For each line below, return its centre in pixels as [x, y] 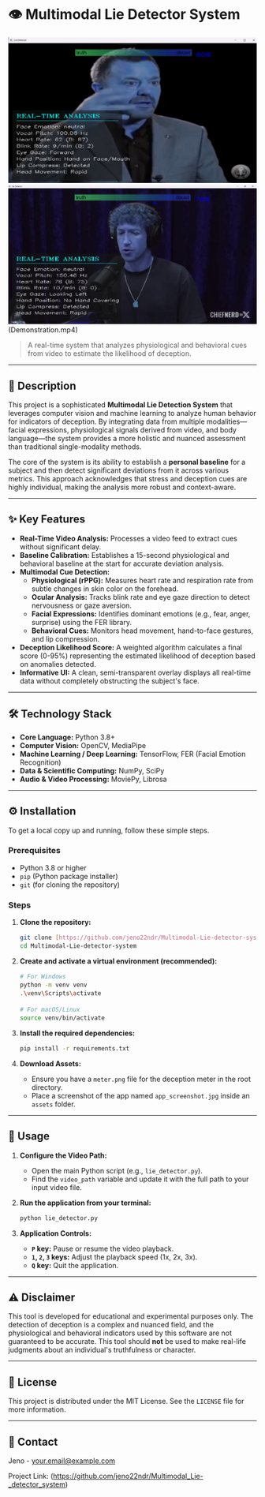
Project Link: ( [31, 1476]
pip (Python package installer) [69, 876]
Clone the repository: [55, 923]
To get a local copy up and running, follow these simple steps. [109, 830]
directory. [47, 1087]
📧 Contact [33, 1441]
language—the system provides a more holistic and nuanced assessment [127, 439]
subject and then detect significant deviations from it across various [119, 470]
